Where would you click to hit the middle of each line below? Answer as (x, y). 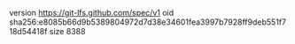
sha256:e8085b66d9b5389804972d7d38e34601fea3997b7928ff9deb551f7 (147, 22)
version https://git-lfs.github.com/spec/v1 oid (92, 13)
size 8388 (67, 31)
